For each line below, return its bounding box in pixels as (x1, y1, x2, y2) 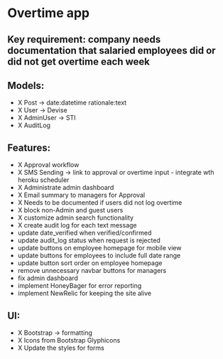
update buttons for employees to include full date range (17, 251, 181, 260)
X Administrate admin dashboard (17, 183, 114, 192)
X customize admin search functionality (17, 213, 134, 222)
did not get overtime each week (7, 55, 151, 68)
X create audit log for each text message (17, 221, 137, 230)
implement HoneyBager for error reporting (17, 282, 142, 290)
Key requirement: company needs (7, 33, 161, 45)
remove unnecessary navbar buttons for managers (17, 267, 167, 275)
